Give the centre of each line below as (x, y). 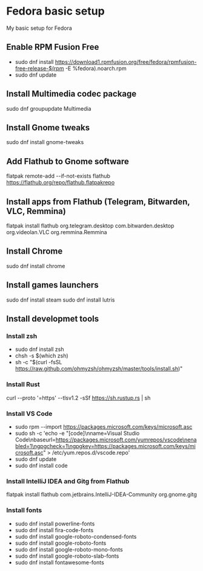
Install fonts (24, 510)
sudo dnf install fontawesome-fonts (59, 562)
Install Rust (23, 384)
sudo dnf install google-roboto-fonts (61, 543)
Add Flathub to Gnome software (68, 161)
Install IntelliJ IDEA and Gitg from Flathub (68, 481)
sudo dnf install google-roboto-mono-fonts (69, 549)
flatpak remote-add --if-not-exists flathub (58, 176)
